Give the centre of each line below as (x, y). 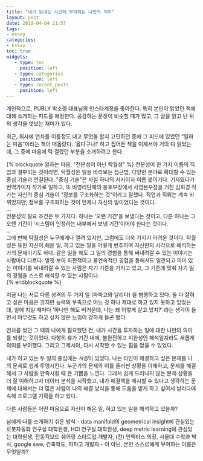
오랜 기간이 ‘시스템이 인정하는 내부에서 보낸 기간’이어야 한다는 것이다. (88, 224)
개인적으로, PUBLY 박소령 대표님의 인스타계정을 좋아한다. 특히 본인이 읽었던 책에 (101, 108)
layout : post (23, 18)
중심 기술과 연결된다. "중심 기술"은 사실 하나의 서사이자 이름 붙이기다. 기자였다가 (101, 179)
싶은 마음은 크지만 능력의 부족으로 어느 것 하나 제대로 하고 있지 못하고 (94, 302)
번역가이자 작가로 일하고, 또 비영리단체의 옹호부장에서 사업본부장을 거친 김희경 (98, 187)
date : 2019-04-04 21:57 (36, 23)
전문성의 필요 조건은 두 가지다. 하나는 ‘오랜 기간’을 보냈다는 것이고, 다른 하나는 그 (101, 216)
